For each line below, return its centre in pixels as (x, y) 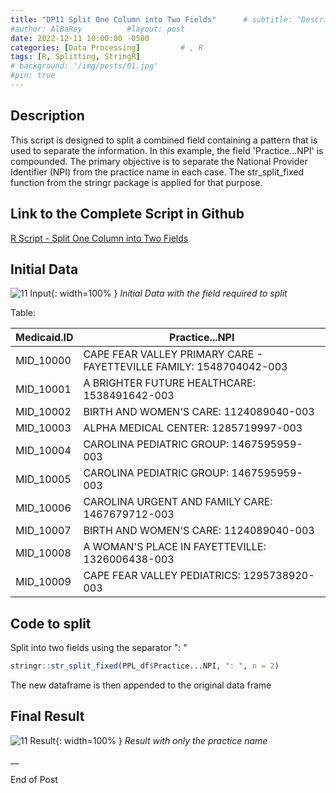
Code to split (51, 623)
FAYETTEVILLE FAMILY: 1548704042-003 (185, 367)
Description (47, 116)
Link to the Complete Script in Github (127, 214)
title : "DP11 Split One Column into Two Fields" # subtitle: (151, 19)
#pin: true (33, 76)
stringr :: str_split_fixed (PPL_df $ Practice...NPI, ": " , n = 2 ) (145, 666)
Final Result (47, 716)
